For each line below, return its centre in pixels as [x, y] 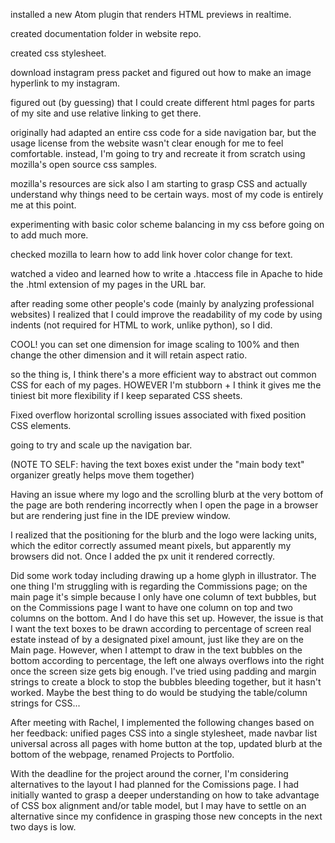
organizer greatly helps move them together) [102, 475]
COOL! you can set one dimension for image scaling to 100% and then [155, 344]
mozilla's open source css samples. [84, 164]
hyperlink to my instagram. [65, 83]
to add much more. [49, 235]
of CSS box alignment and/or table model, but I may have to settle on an [158, 805]
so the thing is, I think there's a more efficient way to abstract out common [163, 374]
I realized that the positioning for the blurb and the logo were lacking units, [163, 535]
